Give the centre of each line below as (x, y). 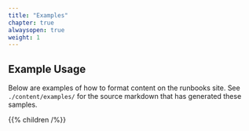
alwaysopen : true (37, 30)
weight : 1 (24, 37)
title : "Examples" (38, 15)
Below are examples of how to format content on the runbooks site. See (124, 88)
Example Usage (47, 69)
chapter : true (31, 23)
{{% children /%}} (37, 120)
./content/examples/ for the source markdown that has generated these (125, 96)
